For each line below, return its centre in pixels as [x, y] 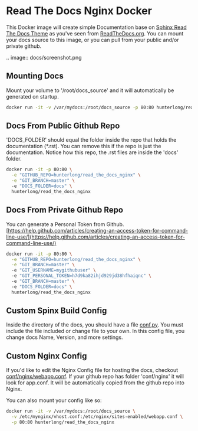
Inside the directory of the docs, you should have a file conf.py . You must [95, 325]
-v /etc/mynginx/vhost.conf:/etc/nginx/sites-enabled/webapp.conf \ [97, 417]
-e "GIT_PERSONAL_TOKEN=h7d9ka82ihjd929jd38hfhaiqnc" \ [81, 276]
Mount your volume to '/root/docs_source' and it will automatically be [90, 90]
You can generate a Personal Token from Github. [65, 224]
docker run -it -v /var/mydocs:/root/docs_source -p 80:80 [80, 107]
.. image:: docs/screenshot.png [44, 57]
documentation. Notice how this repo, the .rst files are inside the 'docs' [92, 152]
